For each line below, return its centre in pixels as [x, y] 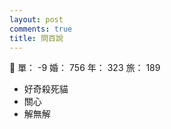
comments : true [41, 29]
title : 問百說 [36, 38]
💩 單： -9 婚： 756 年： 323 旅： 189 [85, 68]
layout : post [36, 19]
